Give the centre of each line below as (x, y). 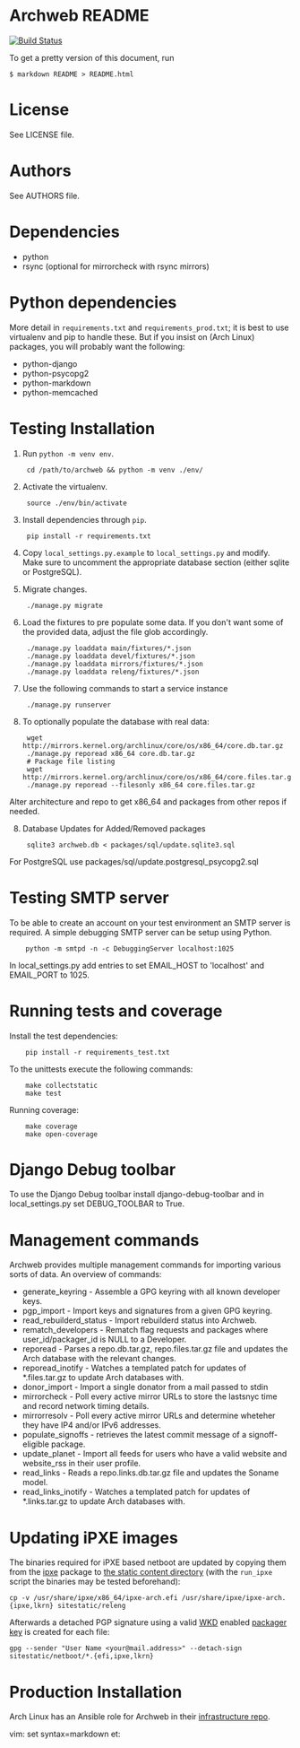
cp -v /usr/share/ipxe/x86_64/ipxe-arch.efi (94, 1598)
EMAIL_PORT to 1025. (49, 975)
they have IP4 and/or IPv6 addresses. (91, 1425)
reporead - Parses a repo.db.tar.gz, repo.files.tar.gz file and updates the (155, 1349)
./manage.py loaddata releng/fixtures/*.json (113, 672)
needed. (25, 811)
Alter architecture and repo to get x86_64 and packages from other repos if (148, 801)
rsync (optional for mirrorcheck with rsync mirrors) (116, 266)
